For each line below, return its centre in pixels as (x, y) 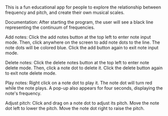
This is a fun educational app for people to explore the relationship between (83, 7)
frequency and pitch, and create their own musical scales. (65, 12)
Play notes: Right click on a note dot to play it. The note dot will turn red (79, 83)
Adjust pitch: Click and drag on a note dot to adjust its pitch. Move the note (82, 103)
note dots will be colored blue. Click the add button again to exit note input (82, 48)
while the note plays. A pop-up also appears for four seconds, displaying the (84, 88)
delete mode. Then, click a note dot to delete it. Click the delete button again (84, 68)
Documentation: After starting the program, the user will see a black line (79, 22)
